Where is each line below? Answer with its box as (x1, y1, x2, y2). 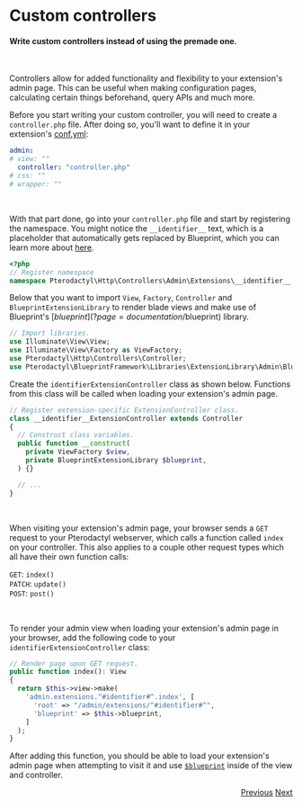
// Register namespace (9, 267, 94, 277)
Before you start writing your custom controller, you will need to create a (9, 110, 278, 121)
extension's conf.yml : (9, 129, 89, 139)
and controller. (9, 770, 63, 781)
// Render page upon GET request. (9, 658, 139, 668)
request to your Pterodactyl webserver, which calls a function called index (9, 532, 284, 542)
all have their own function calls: (9, 551, 129, 562)
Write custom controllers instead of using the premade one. (9, 35, 237, 46)
